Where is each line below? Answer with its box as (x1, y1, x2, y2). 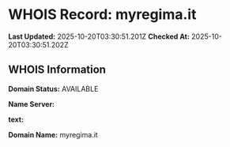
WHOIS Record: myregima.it (8, 6, 197, 24)
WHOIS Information (8, 63, 107, 77)
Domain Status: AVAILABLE (8, 84, 99, 93)
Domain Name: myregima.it (8, 130, 99, 139)
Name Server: (8, 99, 55, 108)
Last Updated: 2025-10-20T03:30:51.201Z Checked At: (8, 32, 190, 41)
